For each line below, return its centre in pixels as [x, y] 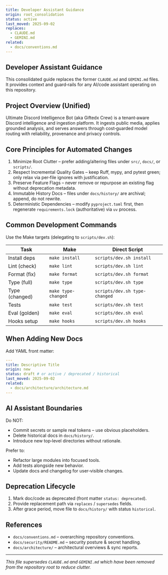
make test [61, 305]
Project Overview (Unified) [48, 106]
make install [65, 258]
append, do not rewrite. [37, 199]
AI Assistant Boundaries [44, 408]
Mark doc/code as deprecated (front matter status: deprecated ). [80, 498]
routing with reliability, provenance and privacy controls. [63, 134]
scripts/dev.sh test [119, 305]
